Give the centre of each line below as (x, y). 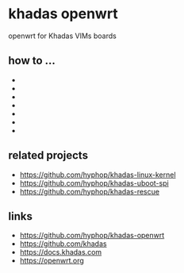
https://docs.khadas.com (61, 252)
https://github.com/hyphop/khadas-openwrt (92, 236)
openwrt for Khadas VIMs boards (62, 36)
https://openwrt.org (52, 261)
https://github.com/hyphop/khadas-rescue (90, 191)
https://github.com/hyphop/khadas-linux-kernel (98, 175)
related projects (48, 156)
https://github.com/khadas (63, 244)
